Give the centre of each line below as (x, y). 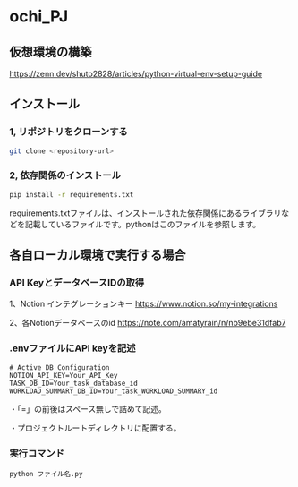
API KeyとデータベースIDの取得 (77, 283)
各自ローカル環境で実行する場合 (98, 256)
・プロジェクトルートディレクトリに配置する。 (95, 428)
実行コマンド (37, 453)
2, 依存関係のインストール (65, 175)
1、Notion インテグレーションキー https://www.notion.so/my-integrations (144, 304)
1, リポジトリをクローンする (68, 132)
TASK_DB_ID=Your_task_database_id (74, 383)
